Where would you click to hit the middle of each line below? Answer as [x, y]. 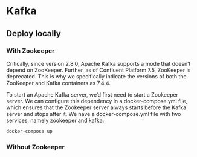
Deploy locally [34, 34]
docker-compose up [29, 131]
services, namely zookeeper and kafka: [55, 120]
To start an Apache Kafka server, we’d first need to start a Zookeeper [92, 94]
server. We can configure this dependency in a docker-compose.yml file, [97, 101]
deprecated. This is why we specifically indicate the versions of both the [96, 76]
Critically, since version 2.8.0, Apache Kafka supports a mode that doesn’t [98, 63]
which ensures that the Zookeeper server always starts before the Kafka [96, 107]
